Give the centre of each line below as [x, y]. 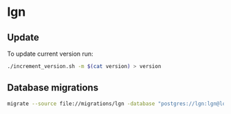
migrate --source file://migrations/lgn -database [81, 104]
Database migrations [53, 88]
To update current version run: [51, 54]
